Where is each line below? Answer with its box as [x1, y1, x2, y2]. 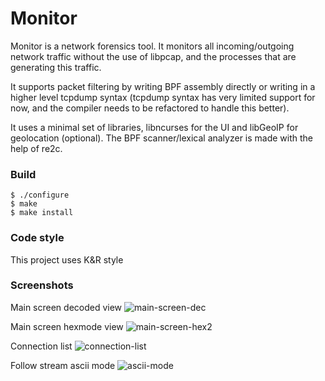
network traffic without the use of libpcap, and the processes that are [10, 50, 297, 62]
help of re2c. [10, 142, 63, 154]
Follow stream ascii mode [10, 359, 116, 371]
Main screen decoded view [10, 301, 123, 313]
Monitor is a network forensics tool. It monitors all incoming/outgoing [10, 40, 295, 52]
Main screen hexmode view [10, 320, 124, 332]
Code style [10, 231, 65, 245]
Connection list [10, 340, 73, 352]
